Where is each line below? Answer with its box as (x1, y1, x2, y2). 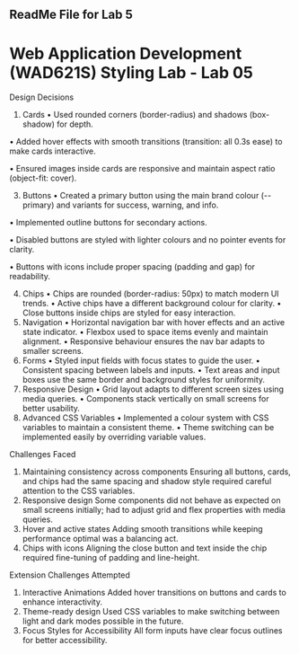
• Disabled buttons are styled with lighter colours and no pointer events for (9, 234, 286, 245)
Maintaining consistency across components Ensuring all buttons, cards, (22, 466, 292, 477)
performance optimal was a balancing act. (22, 534, 179, 544)
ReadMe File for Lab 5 (9, 7, 133, 22)
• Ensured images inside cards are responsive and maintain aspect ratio (9, 163, 276, 174)
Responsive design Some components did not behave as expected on (22, 495, 281, 506)
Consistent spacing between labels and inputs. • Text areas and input (22, 365, 280, 376)
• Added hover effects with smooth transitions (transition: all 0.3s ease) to (9, 137, 283, 147)
